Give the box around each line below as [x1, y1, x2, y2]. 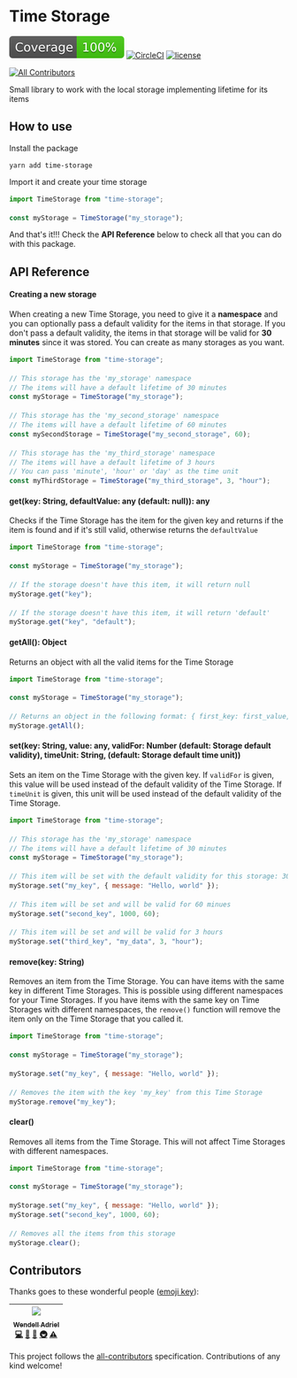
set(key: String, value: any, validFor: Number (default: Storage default [9, 741, 271, 751]
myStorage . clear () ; [9, 1238, 81, 1247]
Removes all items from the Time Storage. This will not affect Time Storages [9, 1136, 286, 1147]
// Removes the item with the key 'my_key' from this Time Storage [9, 1088, 263, 1097]
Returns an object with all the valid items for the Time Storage [9, 657, 234, 667]
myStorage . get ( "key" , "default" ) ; [9, 618, 137, 627]
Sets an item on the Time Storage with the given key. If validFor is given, [9, 769, 275, 780]
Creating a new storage [9, 289, 97, 300]
